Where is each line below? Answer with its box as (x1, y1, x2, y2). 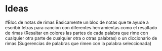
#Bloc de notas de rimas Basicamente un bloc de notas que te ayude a (5, 19, 149, 25)
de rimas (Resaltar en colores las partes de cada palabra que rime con (5, 30, 148, 36)
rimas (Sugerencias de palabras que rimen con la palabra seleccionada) (5, 40, 152, 46)
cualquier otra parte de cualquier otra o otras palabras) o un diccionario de (5, 35, 157, 41)
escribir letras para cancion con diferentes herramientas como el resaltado (5, 24, 157, 30)
